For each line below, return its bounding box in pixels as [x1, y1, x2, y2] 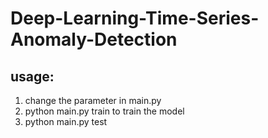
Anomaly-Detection [10, 28, 178, 51]
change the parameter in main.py [24, 95, 162, 106]
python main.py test [24, 116, 108, 127]
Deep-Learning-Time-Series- [10, 7, 260, 30]
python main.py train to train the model [24, 105, 185, 117]
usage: [10, 68, 55, 85]
